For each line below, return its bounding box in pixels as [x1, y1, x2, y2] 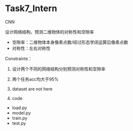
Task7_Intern [5, 3, 57, 14]
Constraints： [5, 55, 32, 61]
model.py [12, 110, 31, 115]
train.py [12, 115, 28, 121]
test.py [12, 120, 26, 126]
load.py [12, 105, 28, 111]
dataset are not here [12, 86, 53, 92]
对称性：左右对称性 [12, 45, 51, 51]
